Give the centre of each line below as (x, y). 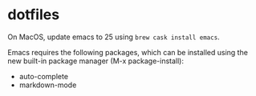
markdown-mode (48, 85)
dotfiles (34, 15)
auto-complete (44, 76)
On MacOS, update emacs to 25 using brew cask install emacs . (114, 37)
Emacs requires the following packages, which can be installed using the (128, 52)
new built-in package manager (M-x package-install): (96, 61)
